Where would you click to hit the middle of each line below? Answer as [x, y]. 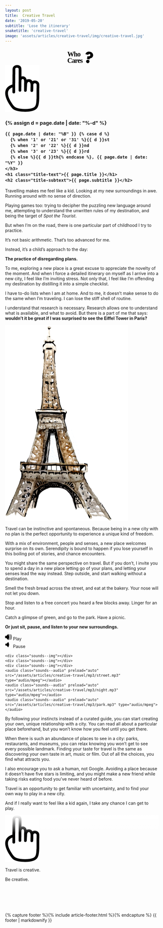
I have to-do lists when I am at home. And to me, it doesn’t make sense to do [82, 293]
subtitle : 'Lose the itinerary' [38, 26]
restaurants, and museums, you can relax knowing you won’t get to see [77, 744]
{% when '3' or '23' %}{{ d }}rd [50, 151]
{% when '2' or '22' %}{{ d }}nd [50, 146]
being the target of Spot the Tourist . [41, 216]
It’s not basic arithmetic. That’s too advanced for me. [58, 240]
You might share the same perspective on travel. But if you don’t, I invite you [81, 563]
